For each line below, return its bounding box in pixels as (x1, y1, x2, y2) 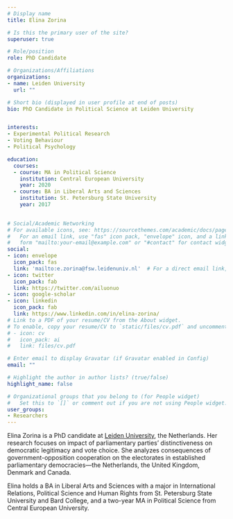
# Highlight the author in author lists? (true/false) (7, 374, 169, 381)
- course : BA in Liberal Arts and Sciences (13, 188, 141, 195)
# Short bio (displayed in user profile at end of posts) (7, 99, 178, 106)
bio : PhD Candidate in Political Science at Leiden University (7, 105, 194, 112)
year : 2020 (19, 182, 51, 189)
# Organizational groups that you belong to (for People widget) (7, 393, 200, 400)
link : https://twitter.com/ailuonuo (13, 284, 119, 291)
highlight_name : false (7, 380, 73, 387)
